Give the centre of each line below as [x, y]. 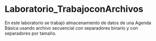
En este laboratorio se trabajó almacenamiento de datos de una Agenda [78, 23]
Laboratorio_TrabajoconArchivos [74, 9]
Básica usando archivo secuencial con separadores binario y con [71, 28]
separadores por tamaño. [31, 33]
